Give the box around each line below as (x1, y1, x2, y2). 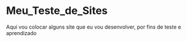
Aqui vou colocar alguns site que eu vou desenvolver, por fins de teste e (6, 23, 181, 30)
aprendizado (6, 29, 37, 36)
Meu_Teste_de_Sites (6, 4, 108, 17)
